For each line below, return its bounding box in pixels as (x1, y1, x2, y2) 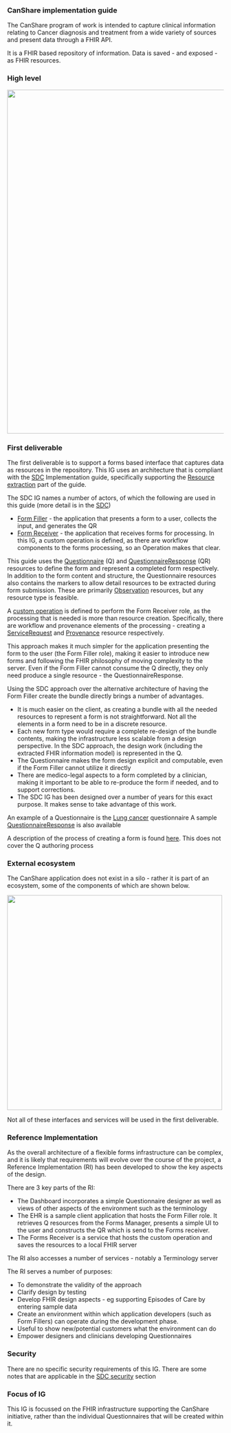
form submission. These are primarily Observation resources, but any (7, 586, 204, 594)
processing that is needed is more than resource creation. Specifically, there (7, 614, 223, 622)
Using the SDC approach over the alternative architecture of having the (7, 684, 208, 692)
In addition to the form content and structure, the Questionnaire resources (7, 571, 217, 580)
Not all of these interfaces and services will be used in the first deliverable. (7, 1116, 219, 1124)
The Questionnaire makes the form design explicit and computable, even (16, 756, 223, 765)
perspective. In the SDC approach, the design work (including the (16, 741, 203, 750)
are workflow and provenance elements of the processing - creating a (7, 621, 206, 629)
